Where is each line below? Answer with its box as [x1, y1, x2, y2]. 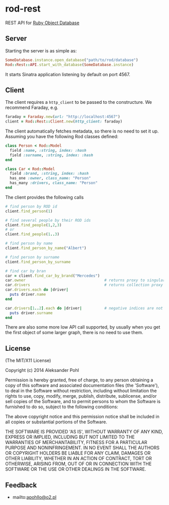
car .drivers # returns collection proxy [5, 283, 163, 288]
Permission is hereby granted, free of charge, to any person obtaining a [5, 377, 153, 383]
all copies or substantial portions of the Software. [5, 419, 107, 425]
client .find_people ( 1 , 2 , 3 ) [5, 222, 62, 227]
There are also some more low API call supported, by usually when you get [5, 324, 160, 330]
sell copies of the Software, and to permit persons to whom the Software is [5, 399, 161, 405]
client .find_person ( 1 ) [5, 209, 53, 214]
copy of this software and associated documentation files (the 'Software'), [5, 383, 159, 389]
